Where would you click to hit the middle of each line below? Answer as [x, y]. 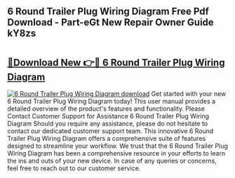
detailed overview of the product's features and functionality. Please [106, 109]
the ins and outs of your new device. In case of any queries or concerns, [112, 161]
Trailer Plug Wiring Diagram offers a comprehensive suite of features [107, 138]
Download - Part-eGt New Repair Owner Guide [110, 23]
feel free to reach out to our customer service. [74, 168]
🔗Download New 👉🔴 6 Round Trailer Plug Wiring [116, 62]
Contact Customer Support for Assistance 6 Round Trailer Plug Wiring [108, 116]
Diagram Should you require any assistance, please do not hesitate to [108, 123]
